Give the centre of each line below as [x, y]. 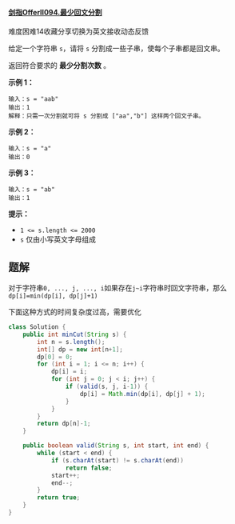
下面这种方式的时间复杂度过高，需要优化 [75, 312]
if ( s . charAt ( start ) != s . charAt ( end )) [117, 460]
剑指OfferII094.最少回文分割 [55, 12]
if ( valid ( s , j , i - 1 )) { [107, 387]
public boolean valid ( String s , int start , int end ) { [116, 446]
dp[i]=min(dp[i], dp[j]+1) [53, 296]
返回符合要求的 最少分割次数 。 [59, 66]
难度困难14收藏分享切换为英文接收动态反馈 [79, 31]
